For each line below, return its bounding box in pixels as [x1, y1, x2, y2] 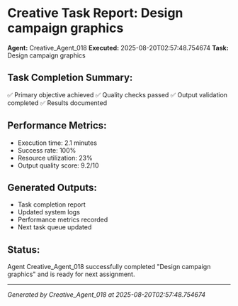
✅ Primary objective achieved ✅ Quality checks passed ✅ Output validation [7, 90, 228, 99]
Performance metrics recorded [17, 215, 108, 224]
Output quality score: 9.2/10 [17, 161, 99, 170]
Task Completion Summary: [7, 72, 133, 84]
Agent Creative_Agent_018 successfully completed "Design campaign [7, 263, 211, 271]
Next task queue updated [17, 223, 92, 231]
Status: [7, 244, 40, 256]
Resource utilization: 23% [17, 153, 93, 162]
